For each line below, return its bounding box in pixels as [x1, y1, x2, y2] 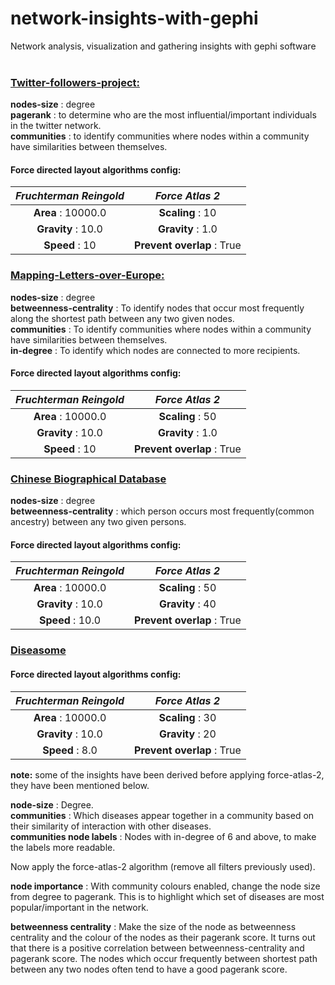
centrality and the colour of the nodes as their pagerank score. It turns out [10, 931, 316, 943]
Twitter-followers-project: [10, 75, 140, 89]
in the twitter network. [10, 120, 102, 132]
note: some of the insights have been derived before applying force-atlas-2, [10, 768, 325, 781]
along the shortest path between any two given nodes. [10, 312, 235, 324]
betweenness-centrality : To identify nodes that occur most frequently [10, 302, 305, 314]
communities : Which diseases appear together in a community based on [10, 809, 315, 821]
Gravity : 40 [159, 597, 217, 611]
